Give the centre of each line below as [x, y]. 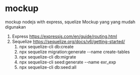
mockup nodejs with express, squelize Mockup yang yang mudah [70, 22]
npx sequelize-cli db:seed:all [48, 67]
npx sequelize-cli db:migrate [48, 57]
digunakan [15, 27]
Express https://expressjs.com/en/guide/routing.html [64, 36]
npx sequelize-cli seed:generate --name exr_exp [68, 62]
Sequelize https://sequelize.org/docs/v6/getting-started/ [69, 41]
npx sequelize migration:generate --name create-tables [75, 52]
